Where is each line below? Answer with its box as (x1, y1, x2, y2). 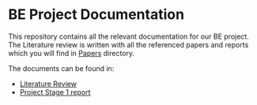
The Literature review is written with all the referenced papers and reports (8, 39, 249, 49)
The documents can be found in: (8, 63, 115, 73)
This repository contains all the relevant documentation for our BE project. (8, 32, 249, 41)
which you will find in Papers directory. (8, 48, 134, 58)
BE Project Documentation (8, 6, 184, 24)
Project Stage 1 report (19, 87, 91, 96)
